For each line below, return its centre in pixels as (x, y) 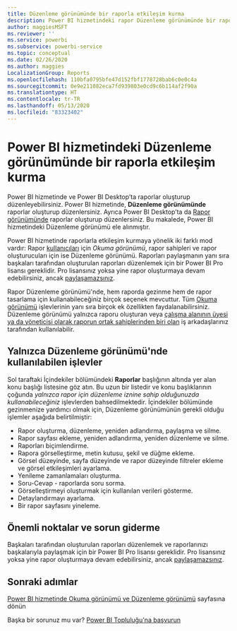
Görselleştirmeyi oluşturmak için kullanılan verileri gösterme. (105, 491)
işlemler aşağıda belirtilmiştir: (50, 416)
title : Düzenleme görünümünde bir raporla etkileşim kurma (96, 14)
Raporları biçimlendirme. (53, 445)
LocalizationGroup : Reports (49, 73)
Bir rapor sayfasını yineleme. (59, 505)
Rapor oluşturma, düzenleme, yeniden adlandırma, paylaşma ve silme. (119, 431)
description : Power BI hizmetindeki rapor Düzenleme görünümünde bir (112, 20)
